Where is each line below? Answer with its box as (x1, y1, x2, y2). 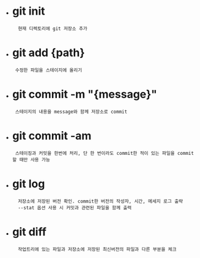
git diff (12, 224, 47, 238)
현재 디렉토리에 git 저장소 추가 (18, 26, 87, 32)
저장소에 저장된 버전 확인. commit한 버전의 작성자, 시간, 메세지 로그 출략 (18, 198, 183, 204)
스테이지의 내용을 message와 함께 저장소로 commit (15, 109, 127, 115)
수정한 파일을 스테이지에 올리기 (15, 67, 83, 73)
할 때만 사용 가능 (12, 157, 50, 163)
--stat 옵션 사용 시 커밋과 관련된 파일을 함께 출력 (18, 204, 132, 211)
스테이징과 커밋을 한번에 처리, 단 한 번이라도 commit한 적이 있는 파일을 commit (15, 150, 194, 156)
